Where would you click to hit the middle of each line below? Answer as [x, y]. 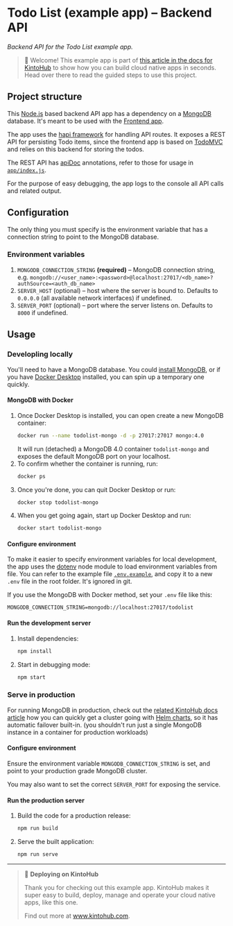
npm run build [37, 828]
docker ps [32, 476]
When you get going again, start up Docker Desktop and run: [104, 516]
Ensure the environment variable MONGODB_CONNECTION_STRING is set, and [109, 763]
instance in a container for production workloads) [78, 732]
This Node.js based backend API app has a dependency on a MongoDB [109, 113]
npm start [32, 677]
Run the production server [46, 800]
